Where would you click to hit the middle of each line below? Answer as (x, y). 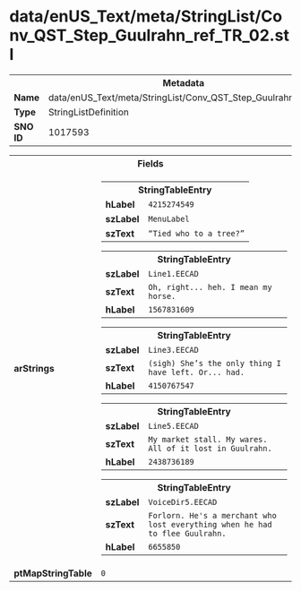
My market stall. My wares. (207, 439)
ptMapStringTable (53, 573)
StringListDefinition (89, 112)
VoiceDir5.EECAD (182, 502)
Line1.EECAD (173, 274)
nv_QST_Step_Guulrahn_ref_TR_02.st (149, 35)
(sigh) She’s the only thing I (215, 363)
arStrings (34, 368)
